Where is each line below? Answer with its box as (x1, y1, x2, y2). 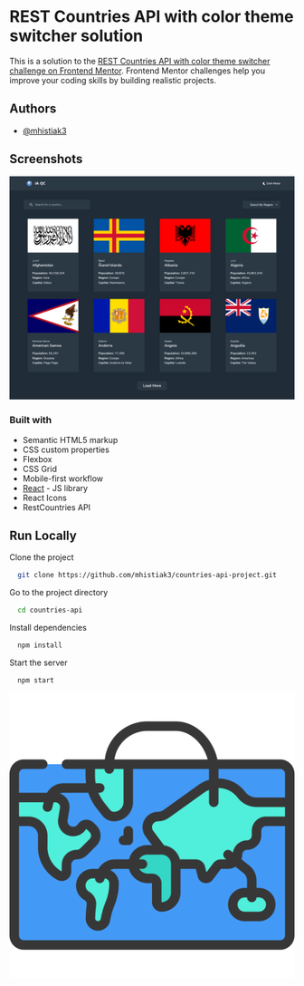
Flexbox (22, 453, 52, 464)
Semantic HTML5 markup (22, 434, 119, 445)
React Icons (22, 492, 68, 503)
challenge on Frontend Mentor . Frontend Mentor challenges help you (9, 65, 265, 76)
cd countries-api (17, 605, 83, 615)
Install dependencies (9, 623, 88, 633)
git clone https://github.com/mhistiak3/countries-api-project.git (17, 571, 278, 580)
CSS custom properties (22, 444, 110, 455)
